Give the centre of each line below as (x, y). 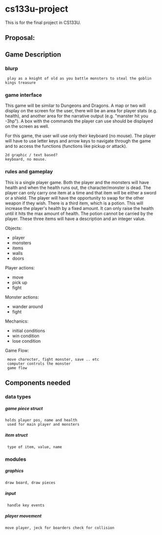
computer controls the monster (39, 364)
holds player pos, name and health (41, 420)
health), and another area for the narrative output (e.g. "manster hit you (77, 116)
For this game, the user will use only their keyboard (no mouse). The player (81, 136)
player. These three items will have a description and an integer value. (75, 219)
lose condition (26, 341)
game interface (24, 95)
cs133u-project (37, 9)
